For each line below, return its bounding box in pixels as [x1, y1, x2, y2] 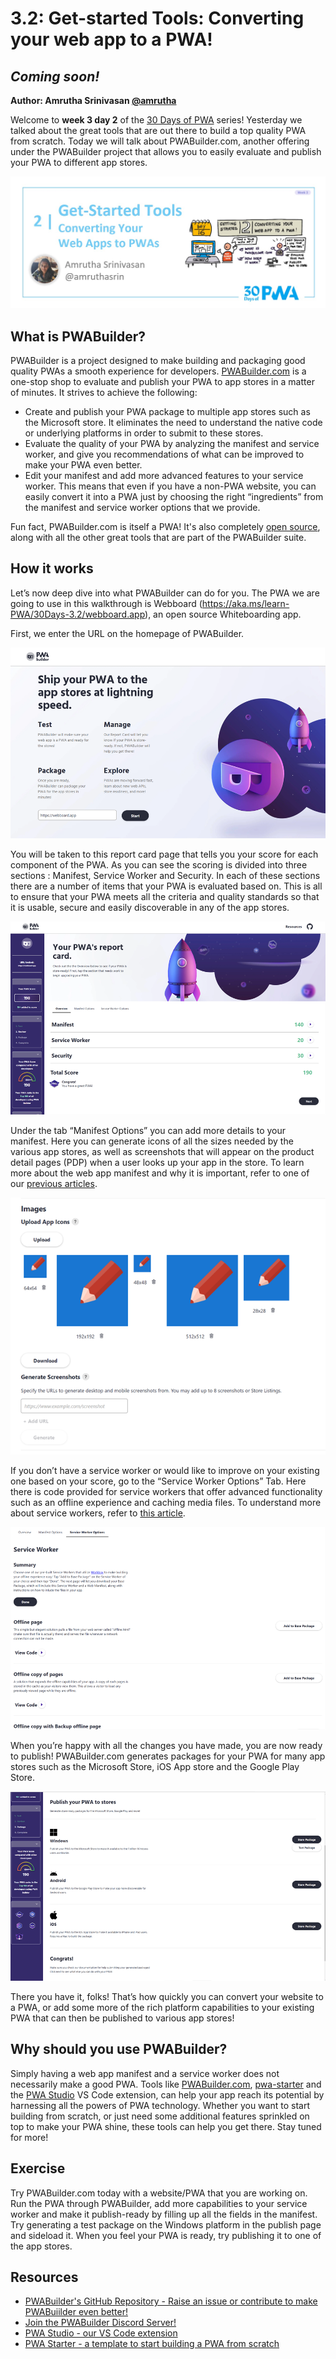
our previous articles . [10, 1177, 98, 1189]
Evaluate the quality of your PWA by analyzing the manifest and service [24, 437, 320, 449]
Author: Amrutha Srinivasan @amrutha [10, 95, 177, 106]
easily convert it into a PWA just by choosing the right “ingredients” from [24, 490, 324, 502]
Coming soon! [10, 68, 100, 85]
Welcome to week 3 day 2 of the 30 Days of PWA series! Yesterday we [10, 114, 303, 126]
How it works [10, 560, 94, 577]
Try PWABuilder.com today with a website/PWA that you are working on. [10, 2187, 308, 2199]
